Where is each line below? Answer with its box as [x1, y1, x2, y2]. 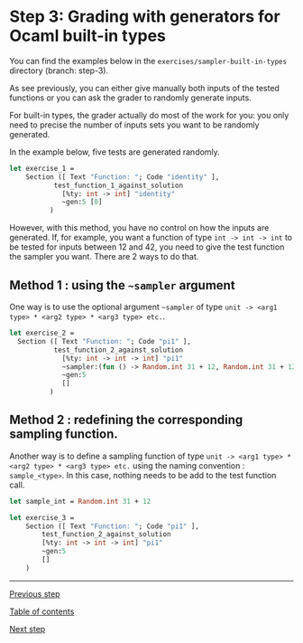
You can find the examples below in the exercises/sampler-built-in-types [9, 55, 287, 66]
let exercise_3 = [9, 513, 75, 522]
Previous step [9, 588, 60, 599]
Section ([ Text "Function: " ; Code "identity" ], [25, 172, 220, 182]
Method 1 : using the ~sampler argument [9, 278, 236, 293]
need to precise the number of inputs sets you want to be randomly [9, 119, 260, 130]
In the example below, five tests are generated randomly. [9, 147, 221, 157]
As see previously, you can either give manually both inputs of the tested [9, 82, 280, 93]
